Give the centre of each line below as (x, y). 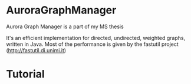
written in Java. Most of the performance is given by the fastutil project (92, 44)
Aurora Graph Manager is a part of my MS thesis (65, 26)
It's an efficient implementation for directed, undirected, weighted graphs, (96, 38)
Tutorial (26, 74)
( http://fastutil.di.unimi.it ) (36, 50)
